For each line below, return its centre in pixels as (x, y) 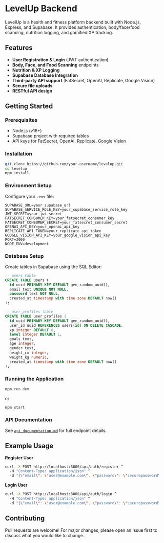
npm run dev (17, 389)
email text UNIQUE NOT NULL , (39, 289)
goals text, (22, 339)
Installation (19, 154)
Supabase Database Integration (45, 75)
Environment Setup (29, 185)
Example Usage (29, 446)
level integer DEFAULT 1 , (36, 335)
